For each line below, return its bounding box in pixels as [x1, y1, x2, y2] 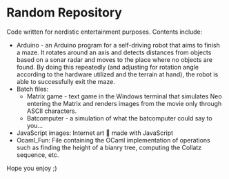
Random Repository [6, 5, 122, 21]
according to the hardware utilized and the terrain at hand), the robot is [16, 70, 219, 78]
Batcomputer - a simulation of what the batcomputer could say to [26, 114, 212, 122]
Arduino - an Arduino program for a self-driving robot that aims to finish [16, 41, 220, 49]
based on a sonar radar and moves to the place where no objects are [16, 55, 213, 63]
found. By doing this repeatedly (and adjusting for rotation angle [16, 63, 199, 71]
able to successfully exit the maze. [16, 77, 115, 85]
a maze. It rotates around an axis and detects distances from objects [16, 48, 212, 56]
